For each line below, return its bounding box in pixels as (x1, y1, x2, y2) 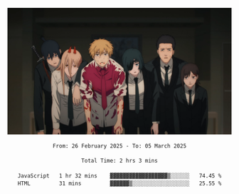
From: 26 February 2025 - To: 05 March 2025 (52, 142, 187, 150)
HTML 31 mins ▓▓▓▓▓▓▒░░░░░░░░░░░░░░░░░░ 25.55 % (17, 180, 222, 187)
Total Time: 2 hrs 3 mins (81, 158, 158, 165)
